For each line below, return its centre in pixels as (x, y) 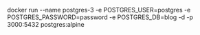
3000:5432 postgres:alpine (46, 24)
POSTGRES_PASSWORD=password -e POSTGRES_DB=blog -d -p (100, 17)
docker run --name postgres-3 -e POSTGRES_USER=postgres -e (99, 10)
